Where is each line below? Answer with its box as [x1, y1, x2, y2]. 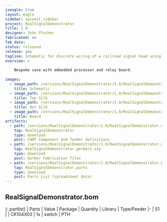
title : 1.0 [5, 26, 28, 31]
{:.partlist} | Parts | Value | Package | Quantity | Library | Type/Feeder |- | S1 [5, 206, 160, 212]
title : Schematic [14, 86, 50, 91]
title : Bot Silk [14, 105, 48, 110]
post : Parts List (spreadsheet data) [14, 174, 92, 180]
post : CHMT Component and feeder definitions [14, 137, 110, 142]
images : [5, 77, 21, 82]
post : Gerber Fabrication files [14, 156, 81, 161]
